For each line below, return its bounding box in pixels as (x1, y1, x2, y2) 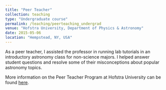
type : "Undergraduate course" (5, 16, 68, 21)
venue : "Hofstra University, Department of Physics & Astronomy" (5, 26, 144, 31)
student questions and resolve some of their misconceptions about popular (5, 59, 160, 65)
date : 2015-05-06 (5, 30, 41, 35)
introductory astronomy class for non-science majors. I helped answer (5, 54, 150, 60)
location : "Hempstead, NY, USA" (5, 35, 72, 40)
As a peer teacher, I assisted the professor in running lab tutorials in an (5, 48, 151, 55)
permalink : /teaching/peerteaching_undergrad (5, 21, 101, 26)
